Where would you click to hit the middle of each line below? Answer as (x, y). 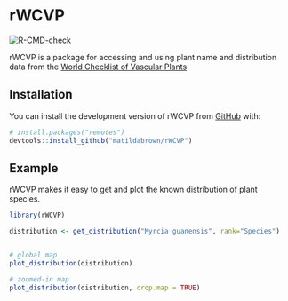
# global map (33, 255)
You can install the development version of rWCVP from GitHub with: (135, 115)
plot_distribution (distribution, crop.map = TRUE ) (105, 288)
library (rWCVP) (37, 215)
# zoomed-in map (39, 279)
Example (34, 168)
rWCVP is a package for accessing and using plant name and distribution (143, 57)
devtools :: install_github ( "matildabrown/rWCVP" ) (101, 140)
